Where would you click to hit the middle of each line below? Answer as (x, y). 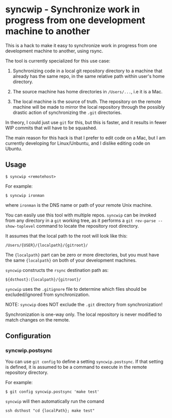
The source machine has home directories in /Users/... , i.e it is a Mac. (88, 91)
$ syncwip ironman (25, 195)
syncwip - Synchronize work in (73, 9)
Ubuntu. (14, 148)
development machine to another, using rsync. (54, 51)
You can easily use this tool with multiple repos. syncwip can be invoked (81, 215)
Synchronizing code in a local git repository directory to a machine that (88, 71)
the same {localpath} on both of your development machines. (71, 260)
